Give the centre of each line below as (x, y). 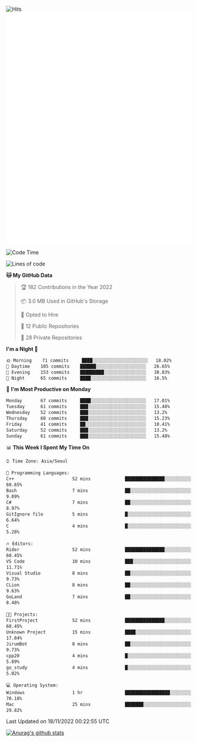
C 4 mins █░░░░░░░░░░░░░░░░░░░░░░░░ (99, 526)
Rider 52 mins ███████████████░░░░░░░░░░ (99, 550)
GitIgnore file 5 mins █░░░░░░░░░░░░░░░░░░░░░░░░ (99, 514)
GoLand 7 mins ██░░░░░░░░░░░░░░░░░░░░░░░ (99, 597)
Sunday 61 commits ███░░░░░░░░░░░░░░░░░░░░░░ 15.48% (88, 436)
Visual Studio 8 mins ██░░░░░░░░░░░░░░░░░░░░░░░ (99, 573)
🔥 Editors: (20, 544)
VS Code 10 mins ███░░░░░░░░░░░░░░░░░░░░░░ (99, 562)
